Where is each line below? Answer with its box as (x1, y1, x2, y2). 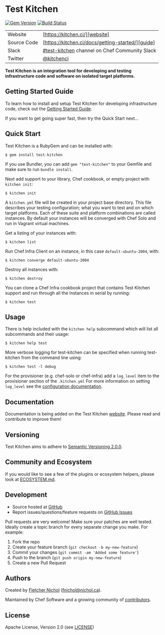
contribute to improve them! (5, 416, 62, 422)
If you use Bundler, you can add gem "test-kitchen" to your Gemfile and (5, 161, 152, 167)
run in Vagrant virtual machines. (5, 220, 70, 226)
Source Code (7, 39, 38, 45)
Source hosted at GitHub (12, 503, 63, 510)
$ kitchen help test (5, 341, 48, 346)
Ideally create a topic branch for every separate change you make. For (5, 524, 148, 530)
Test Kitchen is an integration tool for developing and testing (5, 68, 132, 74)
